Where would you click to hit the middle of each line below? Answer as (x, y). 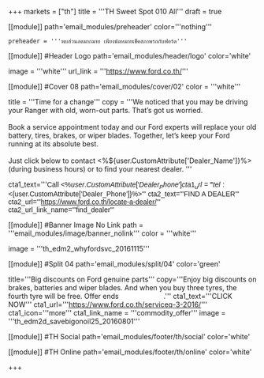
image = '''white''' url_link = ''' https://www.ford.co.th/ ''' (99, 71)
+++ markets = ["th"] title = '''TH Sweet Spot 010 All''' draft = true (115, 11)
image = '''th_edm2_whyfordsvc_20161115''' (79, 248)
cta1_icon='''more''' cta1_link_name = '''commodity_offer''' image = (117, 312)
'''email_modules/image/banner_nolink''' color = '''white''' (102, 233)
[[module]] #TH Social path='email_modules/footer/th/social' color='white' (129, 336)
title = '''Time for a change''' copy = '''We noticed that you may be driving (128, 102)
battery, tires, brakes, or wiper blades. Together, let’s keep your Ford (119, 135)
